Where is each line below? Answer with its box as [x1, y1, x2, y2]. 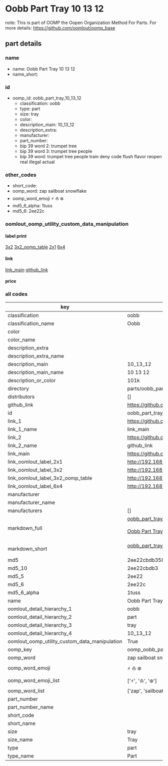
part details [5, 40, 42, 48]
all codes [5, 291, 28, 298]
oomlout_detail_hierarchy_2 [7, 614, 72, 621]
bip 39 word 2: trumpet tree [19, 143, 77, 149]
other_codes [5, 171, 36, 178]
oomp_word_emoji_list [7, 677, 60, 684]
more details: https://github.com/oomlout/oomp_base [5, 25, 115, 31]
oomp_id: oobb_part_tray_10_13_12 [12, 95, 81, 101]
